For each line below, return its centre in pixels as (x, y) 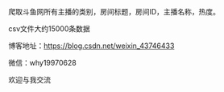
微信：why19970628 (42, 63)
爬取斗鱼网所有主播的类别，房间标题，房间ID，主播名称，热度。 (114, 12)
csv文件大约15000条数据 (49, 29)
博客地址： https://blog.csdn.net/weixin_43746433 (91, 46)
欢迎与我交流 (29, 80)
